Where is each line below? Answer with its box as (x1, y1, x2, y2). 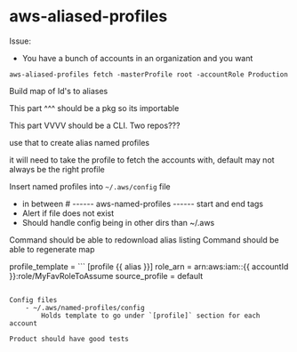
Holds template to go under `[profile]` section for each (41, 311, 261, 320)
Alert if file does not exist (21, 207, 115, 219)
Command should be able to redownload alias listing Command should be (9, 234, 279, 245)
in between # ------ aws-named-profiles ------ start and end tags (21, 198, 264, 209)
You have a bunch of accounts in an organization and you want (21, 52, 253, 63)
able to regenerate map (9, 244, 95, 254)
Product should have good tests (9, 334, 129, 343)
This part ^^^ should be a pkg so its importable (9, 102, 180, 113)
